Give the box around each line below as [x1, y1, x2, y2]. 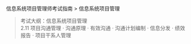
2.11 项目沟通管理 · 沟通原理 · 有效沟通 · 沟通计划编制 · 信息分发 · [20, 25, 174, 31]
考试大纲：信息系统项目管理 [20, 17, 88, 24]
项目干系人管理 [34, 32, 71, 39]
